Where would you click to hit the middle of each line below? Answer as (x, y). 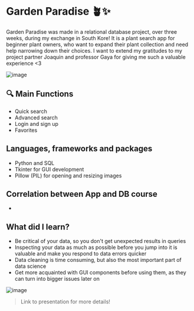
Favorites (26, 130)
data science (30, 266)
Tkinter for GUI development (49, 169)
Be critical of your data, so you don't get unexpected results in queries (100, 241)
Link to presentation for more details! (65, 302)
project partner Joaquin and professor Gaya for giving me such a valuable (96, 57)
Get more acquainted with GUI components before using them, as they (101, 273)
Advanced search (36, 117)
